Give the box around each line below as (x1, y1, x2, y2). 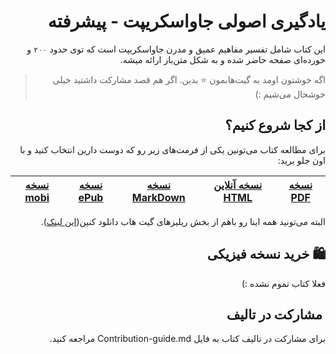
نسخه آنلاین (213, 178, 263, 192)
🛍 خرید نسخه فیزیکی (206, 246, 326, 263)
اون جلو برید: (277, 154, 326, 166)
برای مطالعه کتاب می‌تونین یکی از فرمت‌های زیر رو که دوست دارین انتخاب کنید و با (19, 143, 326, 155)
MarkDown (131, 190, 186, 204)
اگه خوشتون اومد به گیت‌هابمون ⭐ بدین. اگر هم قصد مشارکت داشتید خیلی (52, 73, 326, 85)
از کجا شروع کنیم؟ (224, 117, 326, 134)
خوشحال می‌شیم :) (254, 88, 326, 100)
